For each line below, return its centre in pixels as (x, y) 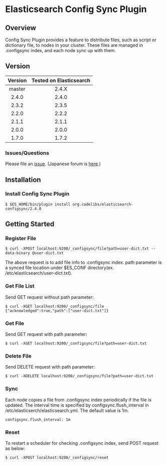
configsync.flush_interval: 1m (38, 420)
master (17, 89)
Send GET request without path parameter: (50, 297)
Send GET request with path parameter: (46, 334)
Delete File (18, 356)
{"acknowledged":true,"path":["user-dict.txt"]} (57, 311)
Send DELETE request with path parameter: (50, 367)
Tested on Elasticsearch (61, 80)
